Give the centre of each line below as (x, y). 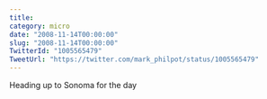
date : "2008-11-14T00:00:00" (64, 34)
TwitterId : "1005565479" (56, 51)
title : (22, 18)
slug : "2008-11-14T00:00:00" (64, 43)
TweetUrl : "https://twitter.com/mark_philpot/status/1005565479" (134, 59)
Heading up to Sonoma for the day (73, 85)
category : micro (40, 26)
